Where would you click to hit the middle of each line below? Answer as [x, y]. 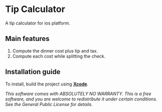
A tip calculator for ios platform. [38, 23]
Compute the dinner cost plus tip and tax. [55, 50]
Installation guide [33, 72]
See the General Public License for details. [49, 104]
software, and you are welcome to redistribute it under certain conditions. [81, 99]
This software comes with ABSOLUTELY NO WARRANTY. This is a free [78, 93]
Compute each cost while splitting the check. [59, 56]
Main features [27, 39]
